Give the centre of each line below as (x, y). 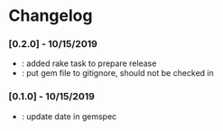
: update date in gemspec (69, 116)
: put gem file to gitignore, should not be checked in (117, 73)
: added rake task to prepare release (89, 63)
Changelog (51, 16)
